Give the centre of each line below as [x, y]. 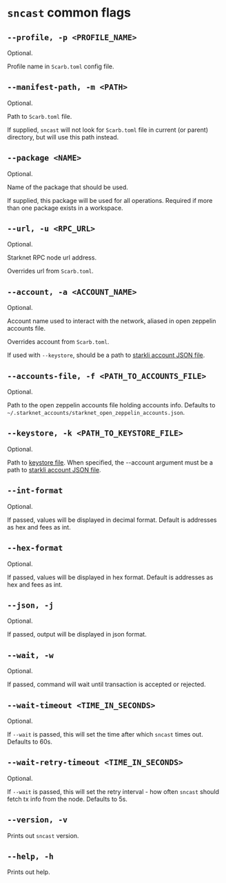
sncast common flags [69, 13]
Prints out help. [29, 872]
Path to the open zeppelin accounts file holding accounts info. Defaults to [111, 405]
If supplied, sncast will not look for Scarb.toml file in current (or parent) [108, 130]
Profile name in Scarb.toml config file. [61, 66]
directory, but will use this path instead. [63, 137]
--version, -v [37, 820]
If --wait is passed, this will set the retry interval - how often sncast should [113, 791]
